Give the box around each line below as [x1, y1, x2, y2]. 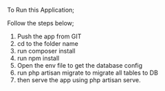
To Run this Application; [7, 6, 74, 14]
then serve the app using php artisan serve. [16, 76, 141, 84]
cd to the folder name [16, 40, 79, 47]
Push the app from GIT [16, 32, 82, 40]
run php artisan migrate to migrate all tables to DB [16, 68, 158, 77]
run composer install [16, 47, 76, 55]
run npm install [16, 54, 60, 62]
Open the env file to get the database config [16, 62, 143, 69]
